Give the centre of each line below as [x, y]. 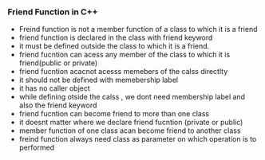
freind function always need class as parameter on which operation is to [138, 139]
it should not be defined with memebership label [99, 80]
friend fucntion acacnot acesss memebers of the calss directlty [123, 72]
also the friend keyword [58, 105]
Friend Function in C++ [53, 12]
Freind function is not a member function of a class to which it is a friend [138, 29]
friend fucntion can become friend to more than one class [114, 114]
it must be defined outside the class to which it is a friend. [114, 46]
